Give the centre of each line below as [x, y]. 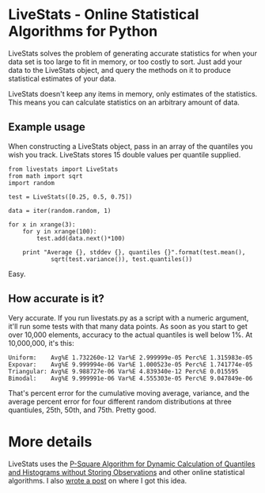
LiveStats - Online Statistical [104, 15]
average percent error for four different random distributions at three [120, 401]
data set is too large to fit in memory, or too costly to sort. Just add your [125, 62]
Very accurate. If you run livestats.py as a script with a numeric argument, [129, 317]
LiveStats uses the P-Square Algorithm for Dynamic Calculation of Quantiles [132, 464]
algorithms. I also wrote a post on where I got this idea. [98, 480]
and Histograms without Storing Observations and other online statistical [127, 472]
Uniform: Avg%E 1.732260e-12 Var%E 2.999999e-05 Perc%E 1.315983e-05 [131, 358]
